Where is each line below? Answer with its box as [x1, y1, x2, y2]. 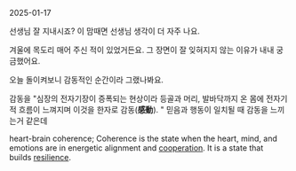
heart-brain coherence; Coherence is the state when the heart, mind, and [9, 133, 278, 144]
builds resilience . [9, 152, 71, 162]
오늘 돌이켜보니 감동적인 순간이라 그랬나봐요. [9, 74, 164, 85]
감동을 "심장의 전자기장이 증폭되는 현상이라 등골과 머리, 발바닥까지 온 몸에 [9, 93, 265, 104]
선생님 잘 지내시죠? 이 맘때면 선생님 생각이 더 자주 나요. [9, 26, 200, 36]
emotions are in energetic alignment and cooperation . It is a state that [9, 143, 264, 153]
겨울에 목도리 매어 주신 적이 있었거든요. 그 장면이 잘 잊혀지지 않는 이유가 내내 [9, 44, 275, 55]
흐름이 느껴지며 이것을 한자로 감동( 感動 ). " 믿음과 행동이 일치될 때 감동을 [18, 105, 268, 114]
